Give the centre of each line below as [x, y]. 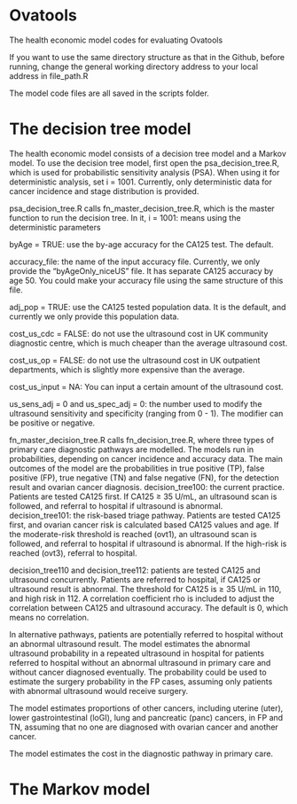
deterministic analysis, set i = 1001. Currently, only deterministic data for [141, 182]
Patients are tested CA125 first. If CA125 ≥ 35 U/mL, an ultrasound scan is [143, 496]
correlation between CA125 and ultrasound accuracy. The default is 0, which [149, 607]
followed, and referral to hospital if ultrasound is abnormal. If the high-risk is [148, 543]
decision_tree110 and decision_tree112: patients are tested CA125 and [135, 570]
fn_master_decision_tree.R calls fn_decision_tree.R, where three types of [142, 440]
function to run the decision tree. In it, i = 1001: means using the [125, 217]
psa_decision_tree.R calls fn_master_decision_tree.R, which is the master [142, 208]
